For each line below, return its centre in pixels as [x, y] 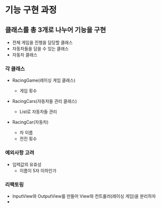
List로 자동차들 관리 [38, 112]
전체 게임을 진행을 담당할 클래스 [42, 43]
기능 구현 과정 [31, 10]
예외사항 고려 [20, 153]
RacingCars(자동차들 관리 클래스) [44, 101]
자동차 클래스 [25, 55]
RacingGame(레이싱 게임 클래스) [44, 80]
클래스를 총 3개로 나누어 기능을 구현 [56, 30]
